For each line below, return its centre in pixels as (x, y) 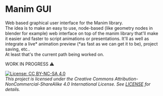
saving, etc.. (18, 49)
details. (13, 89)
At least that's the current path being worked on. (55, 54)
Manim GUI (28, 9)
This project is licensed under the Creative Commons (59, 79)
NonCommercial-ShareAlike (34, 84)
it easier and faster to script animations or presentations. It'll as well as (77, 39)
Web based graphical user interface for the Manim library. (64, 23)
